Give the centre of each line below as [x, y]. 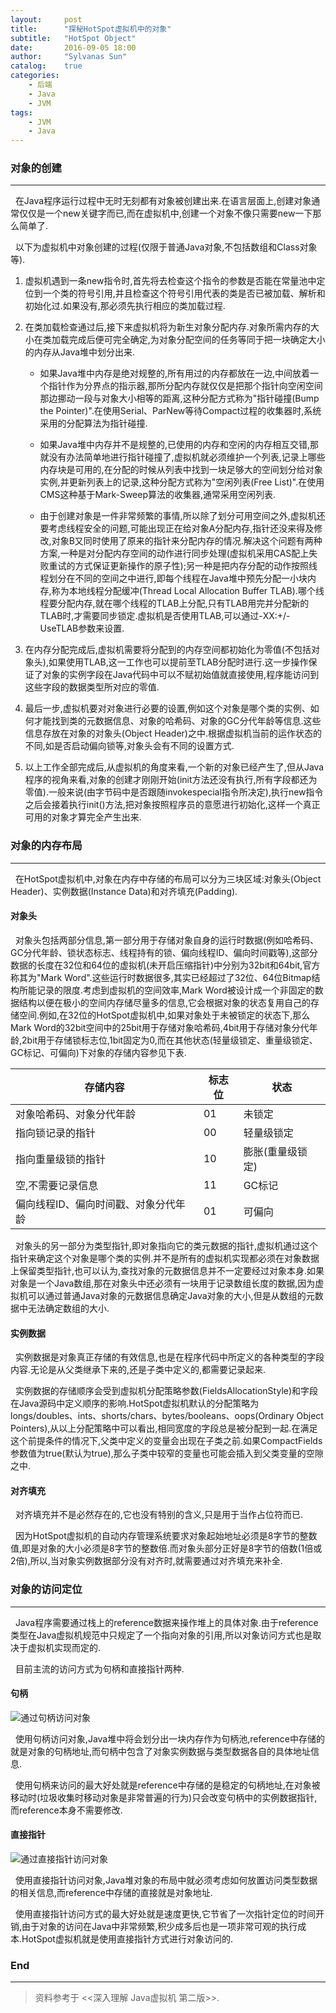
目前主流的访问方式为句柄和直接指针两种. [99, 1668]
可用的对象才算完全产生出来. [83, 817]
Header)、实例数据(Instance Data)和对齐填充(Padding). [124, 891]
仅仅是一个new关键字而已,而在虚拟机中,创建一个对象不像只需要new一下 [165, 213]
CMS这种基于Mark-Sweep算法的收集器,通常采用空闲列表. [158, 495]
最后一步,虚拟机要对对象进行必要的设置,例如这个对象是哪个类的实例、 [167, 708]
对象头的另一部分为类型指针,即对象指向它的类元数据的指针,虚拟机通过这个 [166, 1245]
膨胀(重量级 [270, 1151]
